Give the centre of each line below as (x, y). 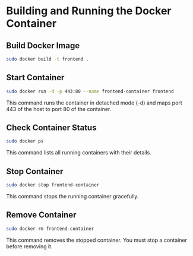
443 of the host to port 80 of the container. (59, 109)
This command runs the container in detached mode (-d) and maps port (94, 103)
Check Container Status (51, 127)
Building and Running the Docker (89, 11)
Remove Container (41, 215)
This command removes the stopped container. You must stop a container (96, 240)
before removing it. (29, 246)
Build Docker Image (43, 45)
